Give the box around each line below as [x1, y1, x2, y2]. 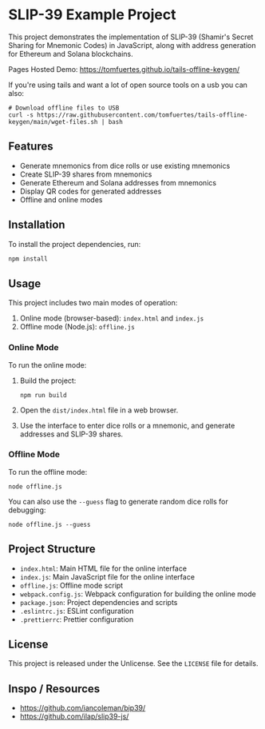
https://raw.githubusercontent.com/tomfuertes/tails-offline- [37, 110, 248, 119]
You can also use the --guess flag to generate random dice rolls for [8, 496, 229, 506]
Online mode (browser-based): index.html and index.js [19, 313, 204, 323]
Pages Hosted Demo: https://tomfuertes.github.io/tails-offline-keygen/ [8, 64, 240, 74]
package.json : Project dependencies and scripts [19, 597, 178, 607]
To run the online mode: [8, 360, 87, 369]
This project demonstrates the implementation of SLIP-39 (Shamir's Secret [8, 32, 254, 42]
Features [8, 140, 53, 153]
